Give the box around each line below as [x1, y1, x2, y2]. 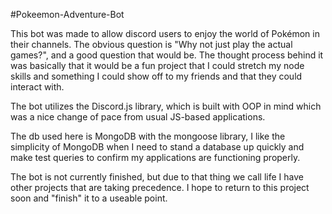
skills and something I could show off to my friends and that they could [10, 70, 303, 82]
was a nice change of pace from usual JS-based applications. [10, 111, 266, 123]
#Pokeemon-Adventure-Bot [10, 9, 125, 20]
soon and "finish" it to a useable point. [10, 192, 168, 204]
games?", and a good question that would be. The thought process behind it [10, 49, 324, 61]
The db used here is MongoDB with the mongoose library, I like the [10, 130, 286, 142]
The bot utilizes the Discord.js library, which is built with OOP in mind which [10, 100, 322, 112]
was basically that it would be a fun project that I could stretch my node [10, 60, 305, 71]
